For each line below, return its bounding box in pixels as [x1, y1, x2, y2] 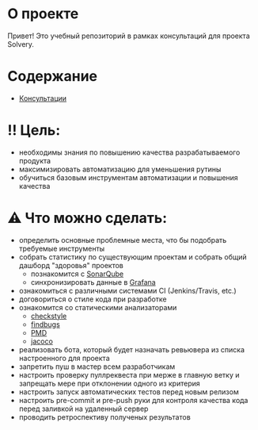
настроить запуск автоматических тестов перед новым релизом [18, 386, 239, 397]
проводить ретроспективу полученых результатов [18, 412, 191, 421]
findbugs [30, 319, 60, 329]
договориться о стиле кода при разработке [18, 294, 167, 304]
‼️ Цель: [7, 121, 61, 140]
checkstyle [30, 311, 67, 321]
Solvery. [7, 39, 35, 48]
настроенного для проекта [18, 353, 110, 363]
